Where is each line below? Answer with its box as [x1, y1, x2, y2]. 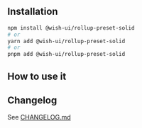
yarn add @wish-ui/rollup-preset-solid [7, 37, 126, 45]
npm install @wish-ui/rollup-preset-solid [7, 24, 135, 31]
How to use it [7, 70, 67, 82]
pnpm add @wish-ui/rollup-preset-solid [7, 51, 126, 58]
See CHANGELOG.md [7, 113, 71, 122]
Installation [7, 6, 58, 18]
